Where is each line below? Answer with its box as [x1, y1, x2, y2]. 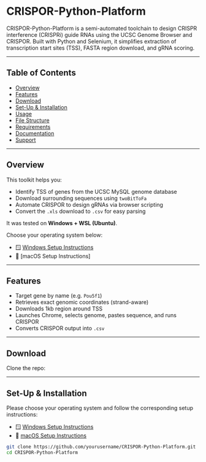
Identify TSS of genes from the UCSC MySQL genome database [15, 188, 178, 195]
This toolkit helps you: [6, 176, 63, 183]
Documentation [15, 129, 55, 137]
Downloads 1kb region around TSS [15, 305, 103, 312]
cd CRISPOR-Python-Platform [6, 449, 78, 455]
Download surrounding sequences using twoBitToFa [15, 194, 147, 202]
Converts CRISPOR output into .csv [15, 325, 105, 332]
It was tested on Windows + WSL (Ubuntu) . [6, 219, 118, 226]
